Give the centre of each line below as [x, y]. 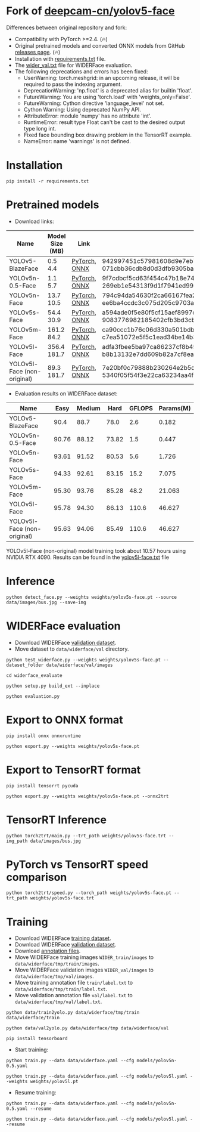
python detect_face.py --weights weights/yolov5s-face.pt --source [92, 597]
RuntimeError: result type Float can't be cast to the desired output [104, 122]
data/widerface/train [33, 1018]
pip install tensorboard [37, 1039]
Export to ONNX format [65, 720]
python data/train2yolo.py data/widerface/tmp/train [73, 1013]
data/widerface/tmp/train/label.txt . [61, 989]
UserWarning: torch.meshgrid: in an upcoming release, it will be [101, 78]
